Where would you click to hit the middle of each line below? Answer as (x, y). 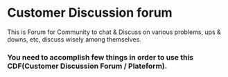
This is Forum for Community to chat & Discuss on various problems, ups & (114, 32)
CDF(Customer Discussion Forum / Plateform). (87, 66)
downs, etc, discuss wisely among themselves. (74, 39)
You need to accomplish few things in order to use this (100, 57)
